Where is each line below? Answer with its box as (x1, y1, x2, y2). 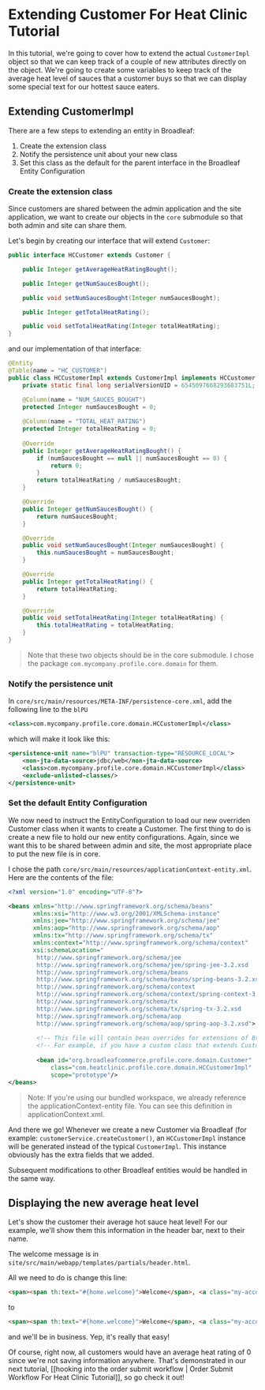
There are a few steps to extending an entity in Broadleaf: (8, 126, 196, 135)
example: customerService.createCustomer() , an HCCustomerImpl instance (8, 1133, 246, 1142)
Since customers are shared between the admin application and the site (8, 204, 242, 214)
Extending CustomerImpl (8, 105, 134, 118)
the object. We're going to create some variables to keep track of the (8, 65, 232, 74)
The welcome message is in (8, 1250, 99, 1259)
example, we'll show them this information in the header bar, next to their (8, 1226, 245, 1235)
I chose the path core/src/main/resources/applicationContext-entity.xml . (8, 864, 252, 874)
